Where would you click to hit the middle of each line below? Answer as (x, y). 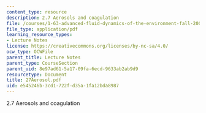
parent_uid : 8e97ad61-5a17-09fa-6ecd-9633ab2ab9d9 (72, 69)
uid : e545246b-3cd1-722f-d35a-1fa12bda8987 (63, 86)
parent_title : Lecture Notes (44, 57)
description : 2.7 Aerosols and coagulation (63, 18)
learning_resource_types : (39, 35)
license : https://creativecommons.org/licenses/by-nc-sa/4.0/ (87, 46)
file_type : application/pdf (42, 29)
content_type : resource (37, 12)
